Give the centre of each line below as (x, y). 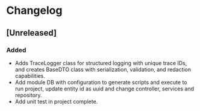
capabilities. (30, 75)
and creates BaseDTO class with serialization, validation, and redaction (103, 69)
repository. (28, 95)
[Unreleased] (32, 33)
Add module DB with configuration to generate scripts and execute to (101, 82)
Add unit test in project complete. (56, 101)
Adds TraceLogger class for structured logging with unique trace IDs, (101, 63)
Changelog (34, 11)
